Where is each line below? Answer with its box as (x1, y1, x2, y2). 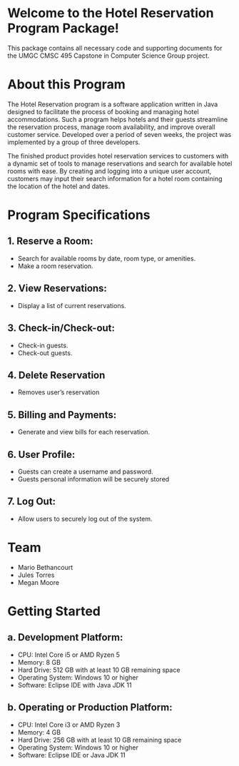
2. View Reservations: (7, 282, 107, 295)
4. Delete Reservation (7, 369, 106, 381)
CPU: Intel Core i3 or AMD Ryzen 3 (17, 720, 121, 729)
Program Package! (7, 20, 120, 36)
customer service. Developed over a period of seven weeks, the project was (7, 130, 232, 138)
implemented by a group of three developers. (7, 138, 141, 146)
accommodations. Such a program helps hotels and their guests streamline (7, 115, 228, 123)
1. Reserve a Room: (7, 235, 93, 247)
